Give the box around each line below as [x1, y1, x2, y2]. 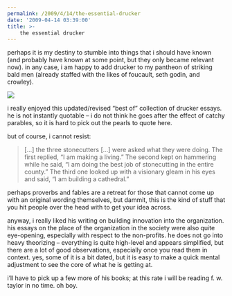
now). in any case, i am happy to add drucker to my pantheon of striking [7, 63, 213, 71]
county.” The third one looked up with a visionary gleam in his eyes [24, 167, 216, 176]
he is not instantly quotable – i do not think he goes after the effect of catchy [7, 111, 225, 120]
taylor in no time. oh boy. [7, 281, 78, 290]
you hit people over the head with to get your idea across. [7, 203, 172, 212]
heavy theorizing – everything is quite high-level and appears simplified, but [7, 239, 224, 247]
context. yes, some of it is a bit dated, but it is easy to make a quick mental [7, 253, 220, 261]
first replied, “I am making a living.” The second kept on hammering [24, 153, 217, 161]
